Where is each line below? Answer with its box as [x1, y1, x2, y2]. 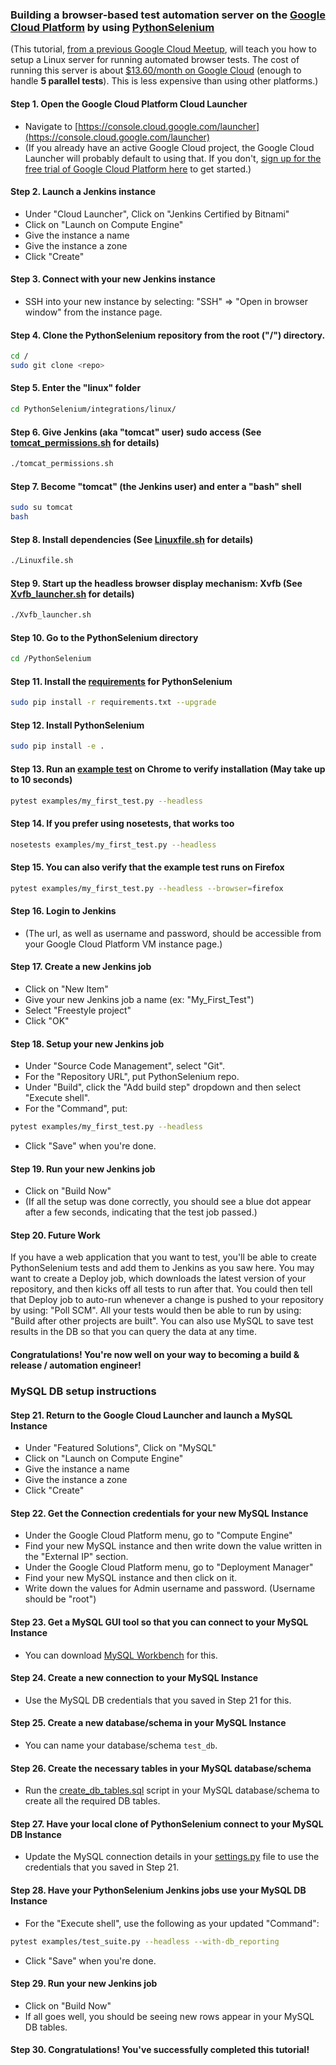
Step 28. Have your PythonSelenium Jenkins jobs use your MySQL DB [10, 1884, 307, 1897]
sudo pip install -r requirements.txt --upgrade [10, 698, 217, 708]
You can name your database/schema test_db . [24, 1739, 218, 1752]
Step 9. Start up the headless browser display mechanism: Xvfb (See [10, 577, 303, 589]
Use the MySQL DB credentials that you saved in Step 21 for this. [24, 1694, 292, 1706]
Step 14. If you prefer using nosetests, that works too [10, 818, 235, 830]
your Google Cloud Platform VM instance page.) [24, 938, 223, 950]
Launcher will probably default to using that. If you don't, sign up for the [24, 152, 322, 164]
